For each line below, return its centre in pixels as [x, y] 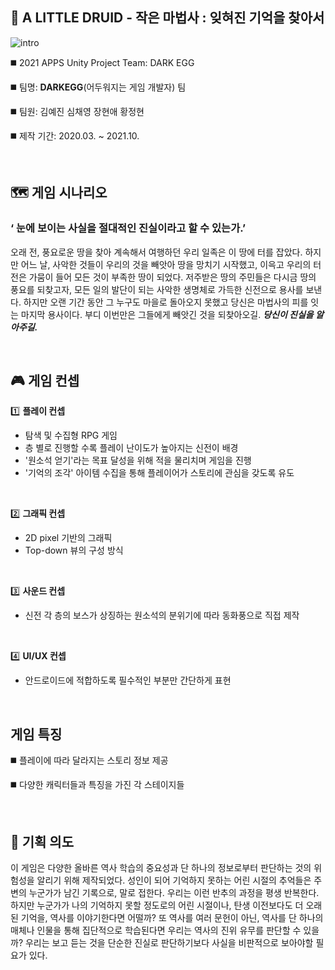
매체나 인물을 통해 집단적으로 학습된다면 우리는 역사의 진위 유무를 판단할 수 [156, 930]
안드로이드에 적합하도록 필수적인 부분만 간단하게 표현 [128, 680]
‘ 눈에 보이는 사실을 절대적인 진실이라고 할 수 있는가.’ [128, 228]
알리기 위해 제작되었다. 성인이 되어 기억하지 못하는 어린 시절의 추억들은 [174, 880]
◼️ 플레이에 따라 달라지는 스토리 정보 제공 [89, 760]
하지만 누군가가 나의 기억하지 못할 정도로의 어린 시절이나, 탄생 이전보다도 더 [157, 905]
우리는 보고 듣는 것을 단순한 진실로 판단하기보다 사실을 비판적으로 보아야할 [169, 942]
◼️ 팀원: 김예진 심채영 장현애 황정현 [77, 111]
